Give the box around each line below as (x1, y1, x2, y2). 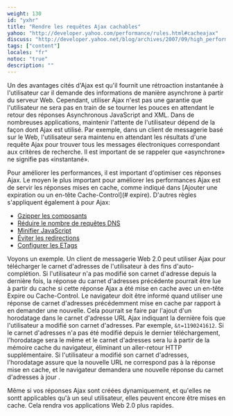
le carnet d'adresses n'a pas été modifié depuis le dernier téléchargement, (7, 328, 221, 337)
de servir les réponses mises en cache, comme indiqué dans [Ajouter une (7, 183, 218, 191)
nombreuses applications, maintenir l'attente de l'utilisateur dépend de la (7, 118, 216, 126)
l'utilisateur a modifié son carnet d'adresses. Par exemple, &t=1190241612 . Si (7, 321, 224, 329)
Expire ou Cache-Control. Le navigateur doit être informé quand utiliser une (7, 291, 223, 300)
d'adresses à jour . (7, 373, 60, 381)
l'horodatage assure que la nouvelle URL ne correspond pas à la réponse (7, 358, 216, 366)
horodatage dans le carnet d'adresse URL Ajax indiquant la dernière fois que (7, 314, 226, 322)
